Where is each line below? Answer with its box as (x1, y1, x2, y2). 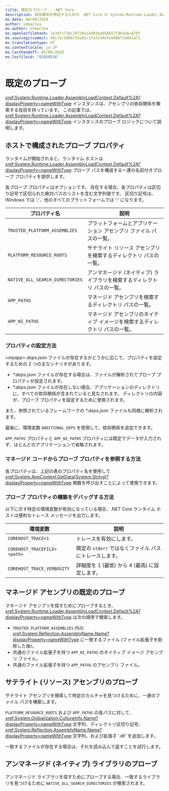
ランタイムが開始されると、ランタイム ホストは (5, 155, 103, 162)
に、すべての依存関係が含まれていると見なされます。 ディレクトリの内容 (12, 391, 162, 397)
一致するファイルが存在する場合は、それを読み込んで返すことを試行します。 (5, 743, 163, 750)
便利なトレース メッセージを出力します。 (18, 512, 103, 518)
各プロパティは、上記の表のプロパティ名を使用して (5, 468, 111, 474)
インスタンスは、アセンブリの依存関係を (72, 100, 156, 107)
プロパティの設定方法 (5, 342, 57, 349)
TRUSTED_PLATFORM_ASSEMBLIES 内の (12, 624, 84, 631)
